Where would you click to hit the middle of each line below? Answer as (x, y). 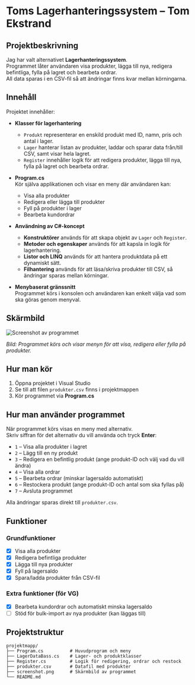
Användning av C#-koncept (49, 226)
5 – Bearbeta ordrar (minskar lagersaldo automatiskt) (79, 478)
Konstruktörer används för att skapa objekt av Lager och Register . (105, 237)
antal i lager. (39, 141)
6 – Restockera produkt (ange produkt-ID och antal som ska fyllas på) (99, 485)
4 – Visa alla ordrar (37, 472)
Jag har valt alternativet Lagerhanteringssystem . (67, 60)
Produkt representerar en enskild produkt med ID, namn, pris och (103, 134)
